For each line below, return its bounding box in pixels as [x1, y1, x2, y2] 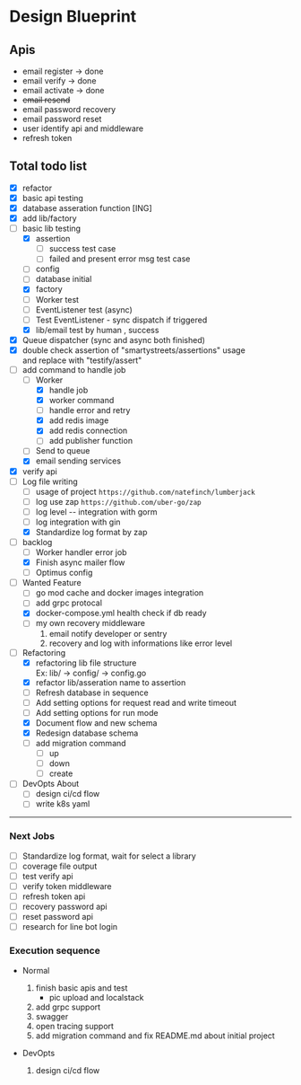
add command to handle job [21, 364, 126, 375]
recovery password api [21, 901, 107, 913]
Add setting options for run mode [35, 707, 159, 718]
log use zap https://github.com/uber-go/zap [35, 496, 202, 507]
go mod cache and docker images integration [35, 587, 204, 598]
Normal [21, 965, 50, 975]
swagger [35, 1010, 69, 1021]
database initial [35, 274, 92, 285]
